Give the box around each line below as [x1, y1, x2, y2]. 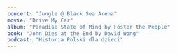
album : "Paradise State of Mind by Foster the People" [7, 23, 171, 30]
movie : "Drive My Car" [7, 17, 73, 24]
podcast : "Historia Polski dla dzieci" [7, 36, 124, 43]
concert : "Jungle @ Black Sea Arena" [7, 10, 118, 18]
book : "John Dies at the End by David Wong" [7, 29, 139, 37]
